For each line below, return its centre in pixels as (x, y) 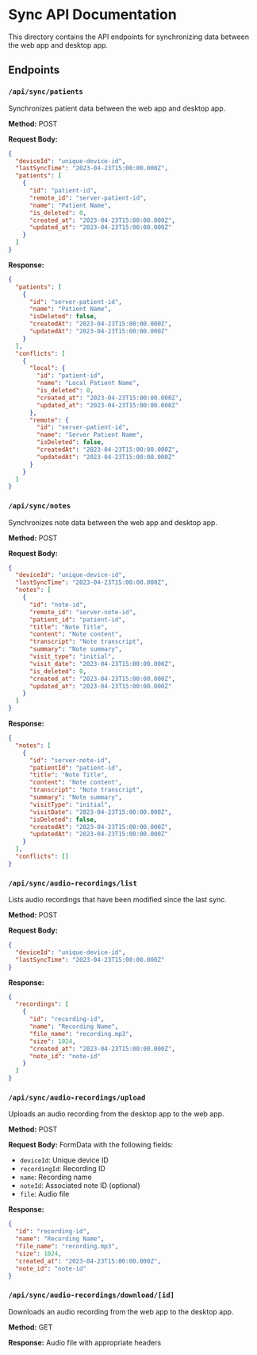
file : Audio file (44, 1194)
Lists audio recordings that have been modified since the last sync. (118, 900)
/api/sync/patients (46, 92)
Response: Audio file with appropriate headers (85, 1342)
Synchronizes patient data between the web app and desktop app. (117, 108)
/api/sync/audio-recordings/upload (77, 1098)
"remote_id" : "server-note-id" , (82, 612)
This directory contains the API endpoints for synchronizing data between (129, 37)
